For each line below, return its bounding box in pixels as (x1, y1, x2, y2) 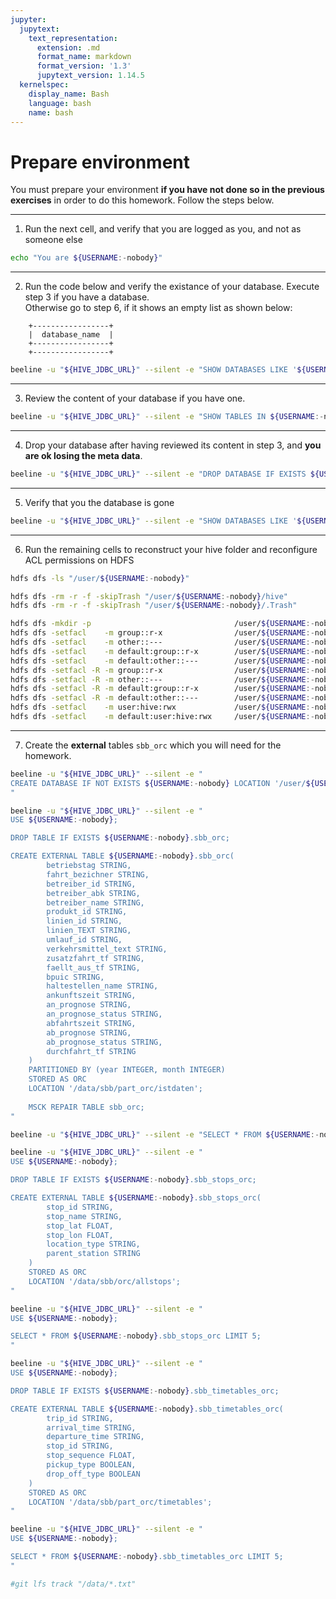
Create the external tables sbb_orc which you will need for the (24, 739, 282, 751)
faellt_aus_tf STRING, (46, 962, 141, 973)
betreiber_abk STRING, (46, 888, 141, 898)
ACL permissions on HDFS (24, 554, 135, 566)
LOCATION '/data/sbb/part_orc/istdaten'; (28, 1084, 203, 1094)
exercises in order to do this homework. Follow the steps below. (10, 194, 275, 206)
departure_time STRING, (46, 1432, 145, 1442)
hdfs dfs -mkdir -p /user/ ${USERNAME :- (10, 619, 315, 629)
